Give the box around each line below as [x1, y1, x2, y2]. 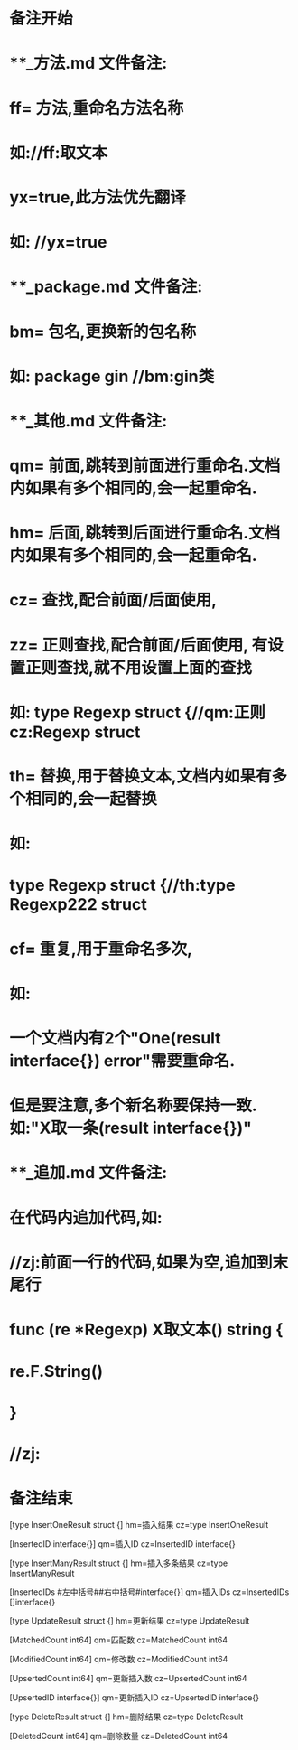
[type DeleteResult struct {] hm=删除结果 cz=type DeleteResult [9, 1711, 244, 1722]
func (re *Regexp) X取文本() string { [9, 1319, 284, 1340]
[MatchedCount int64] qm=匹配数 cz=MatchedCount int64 [9, 1634, 228, 1645]
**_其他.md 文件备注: [9, 410, 168, 431]
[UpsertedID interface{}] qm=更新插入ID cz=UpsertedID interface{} [9, 1692, 260, 1703]
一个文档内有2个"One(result [9, 1027, 221, 1048]
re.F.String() [9, 1362, 104, 1382]
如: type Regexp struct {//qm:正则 [9, 702, 266, 723]
